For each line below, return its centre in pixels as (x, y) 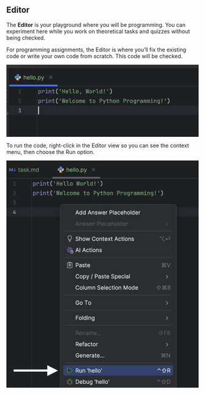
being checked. (26, 38)
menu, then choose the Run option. (50, 152)
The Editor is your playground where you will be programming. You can (96, 24)
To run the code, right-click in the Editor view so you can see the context (98, 145)
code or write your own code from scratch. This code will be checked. (95, 56)
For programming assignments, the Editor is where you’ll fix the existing (96, 49)
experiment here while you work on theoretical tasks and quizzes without (98, 31)
